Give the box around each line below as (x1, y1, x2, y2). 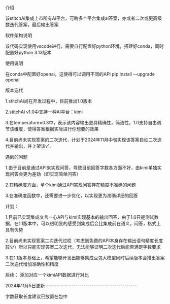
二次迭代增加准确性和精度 (5, 261, 59, 267)
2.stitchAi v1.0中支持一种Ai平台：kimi (5, 109, 83, 115)
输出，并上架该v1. (14, 143, 51, 149)
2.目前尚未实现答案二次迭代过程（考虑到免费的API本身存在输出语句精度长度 (5, 238, 163, 244)
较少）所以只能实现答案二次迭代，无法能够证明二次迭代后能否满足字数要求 (5, 244, 161, 250)
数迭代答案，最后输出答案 (5, 22, 59, 27)
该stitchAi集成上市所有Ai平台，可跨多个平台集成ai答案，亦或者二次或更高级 (5, 15, 162, 21)
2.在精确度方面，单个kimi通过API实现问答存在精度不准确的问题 (5, 182, 136, 188)
